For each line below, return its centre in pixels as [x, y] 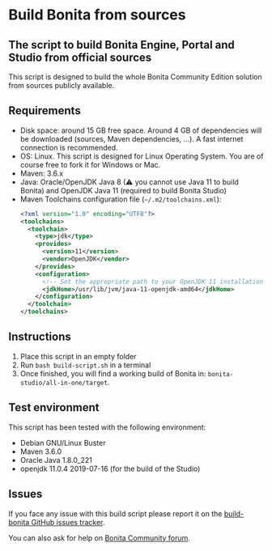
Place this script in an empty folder [78, 356]
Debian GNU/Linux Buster [63, 443]
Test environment [54, 407]
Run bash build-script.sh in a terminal [85, 365]
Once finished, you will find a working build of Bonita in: [113, 373]
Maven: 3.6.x [41, 173]
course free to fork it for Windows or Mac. [90, 164]
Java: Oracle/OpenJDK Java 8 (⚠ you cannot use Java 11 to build [129, 182]
